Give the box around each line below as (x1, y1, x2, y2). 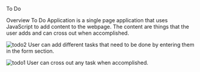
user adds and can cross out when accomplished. (6, 29, 129, 37)
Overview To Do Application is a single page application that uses (6, 17, 168, 23)
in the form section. (6, 47, 54, 55)
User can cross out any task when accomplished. (26, 59, 149, 66)
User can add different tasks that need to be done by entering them (28, 41, 195, 48)
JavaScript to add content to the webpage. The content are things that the (6, 23, 190, 30)
